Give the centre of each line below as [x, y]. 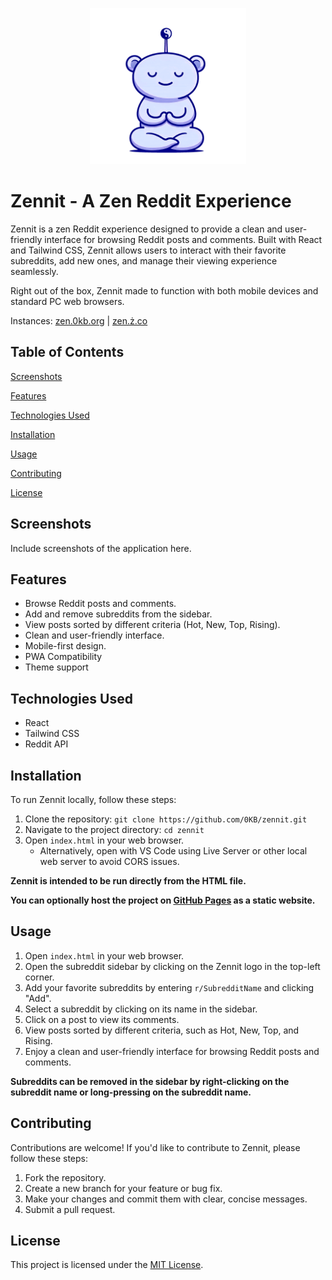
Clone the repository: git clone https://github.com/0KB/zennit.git [166, 819]
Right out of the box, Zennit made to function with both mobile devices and [164, 290]
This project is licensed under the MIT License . [107, 1265]
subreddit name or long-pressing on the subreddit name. [131, 1092]
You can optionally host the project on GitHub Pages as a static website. [163, 900]
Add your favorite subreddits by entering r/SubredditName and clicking [169, 987]
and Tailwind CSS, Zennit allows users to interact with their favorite [148, 250]
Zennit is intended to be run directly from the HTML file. [128, 881]
